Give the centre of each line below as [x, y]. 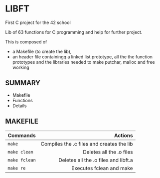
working [21, 67]
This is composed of [26, 42]
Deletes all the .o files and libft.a [96, 160]
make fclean [22, 160]
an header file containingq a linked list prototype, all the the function [82, 57]
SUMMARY [23, 83]
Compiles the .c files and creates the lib [87, 144]
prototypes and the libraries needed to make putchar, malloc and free [84, 62]
